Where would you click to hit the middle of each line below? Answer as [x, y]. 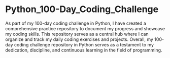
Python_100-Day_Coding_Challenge [82, 9]
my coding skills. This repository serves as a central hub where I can [77, 34]
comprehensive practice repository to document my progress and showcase [85, 28]
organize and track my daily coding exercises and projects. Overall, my [79, 39]
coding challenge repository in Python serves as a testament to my [84, 44]
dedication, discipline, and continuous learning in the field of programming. [84, 50]
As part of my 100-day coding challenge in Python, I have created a [76, 23]
